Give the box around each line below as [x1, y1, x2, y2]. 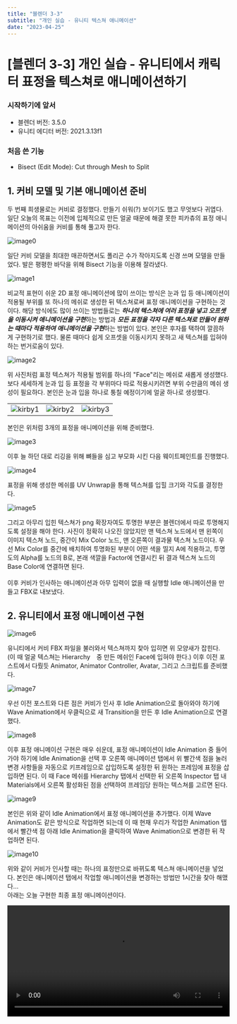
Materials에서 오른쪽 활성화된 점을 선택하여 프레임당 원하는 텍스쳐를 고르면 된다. [7, 781, 228, 789]
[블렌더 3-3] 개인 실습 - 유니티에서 [7, 56, 195, 72]
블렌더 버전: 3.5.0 [17, 118, 66, 126]
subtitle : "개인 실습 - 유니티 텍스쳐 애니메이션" [7, 17, 137, 24]
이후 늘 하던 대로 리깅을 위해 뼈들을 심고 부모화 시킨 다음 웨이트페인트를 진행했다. [7, 452, 229, 460]
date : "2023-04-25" [7, 23, 65, 30]
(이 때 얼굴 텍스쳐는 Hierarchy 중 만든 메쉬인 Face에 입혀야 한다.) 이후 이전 [7, 652, 218, 661]
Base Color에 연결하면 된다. [7, 562, 85, 570]
